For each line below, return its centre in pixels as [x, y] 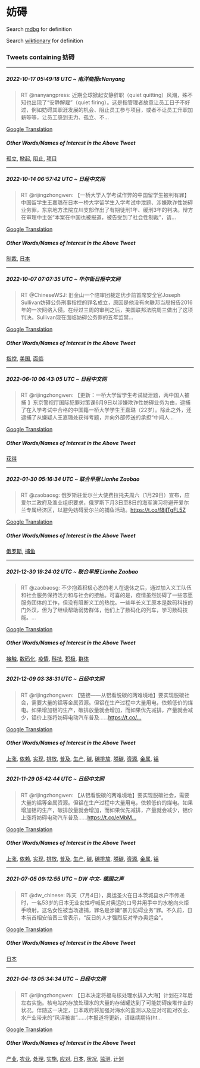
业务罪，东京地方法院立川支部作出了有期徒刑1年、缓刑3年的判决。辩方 [107, 210]
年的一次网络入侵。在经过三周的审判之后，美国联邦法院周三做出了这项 [107, 310]
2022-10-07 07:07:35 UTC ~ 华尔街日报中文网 [63, 279]
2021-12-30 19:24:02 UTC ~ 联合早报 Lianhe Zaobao [72, 571]
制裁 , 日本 [18, 259]
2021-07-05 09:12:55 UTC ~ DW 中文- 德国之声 [65, 879]
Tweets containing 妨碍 [40, 57]
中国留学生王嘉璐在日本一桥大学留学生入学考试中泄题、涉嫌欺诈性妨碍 [107, 202]
